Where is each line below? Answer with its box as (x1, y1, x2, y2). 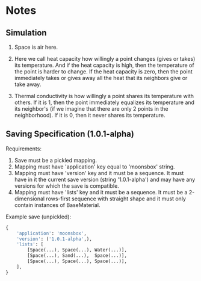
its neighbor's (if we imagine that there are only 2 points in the (14, 105, 169, 112)
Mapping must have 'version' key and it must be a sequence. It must (14, 169, 184, 176)
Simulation (5, 28, 47, 38)
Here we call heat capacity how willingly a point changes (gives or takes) (14, 55, 196, 62)
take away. (14, 81, 42, 88)
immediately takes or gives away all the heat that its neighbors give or (14, 75, 188, 81)
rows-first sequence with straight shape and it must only (46, 195, 186, 202)
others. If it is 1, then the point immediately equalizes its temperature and (14, 99, 195, 106)
